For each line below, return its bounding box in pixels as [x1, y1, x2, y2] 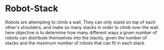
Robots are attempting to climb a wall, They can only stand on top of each [5, 19, 156, 25]
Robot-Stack [5, 3, 58, 14]
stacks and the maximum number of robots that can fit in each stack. [5, 40, 146, 46]
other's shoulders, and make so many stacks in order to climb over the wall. [5, 24, 160, 30]
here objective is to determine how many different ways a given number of [5, 29, 157, 35]
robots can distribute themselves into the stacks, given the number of [5, 35, 147, 41]
